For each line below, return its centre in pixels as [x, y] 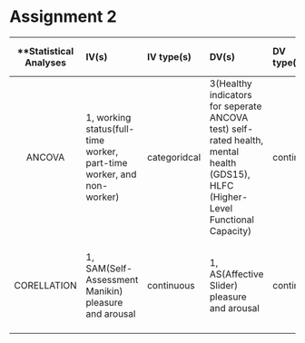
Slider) [224, 285]
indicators [231, 94]
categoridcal [174, 157]
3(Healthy [231, 83]
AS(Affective [236, 274]
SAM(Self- [109, 268]
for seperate [236, 106]
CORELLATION [45, 285]
